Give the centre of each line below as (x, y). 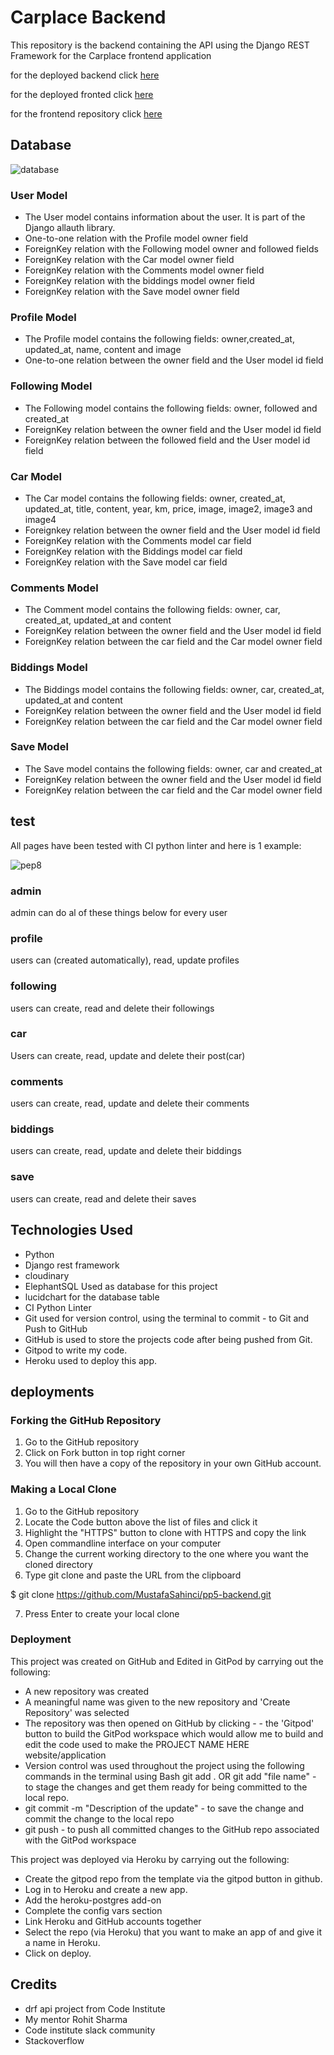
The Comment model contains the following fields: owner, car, (152, 610)
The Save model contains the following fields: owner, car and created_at (173, 768)
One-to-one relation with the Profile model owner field (136, 238)
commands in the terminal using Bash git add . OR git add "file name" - (170, 1776)
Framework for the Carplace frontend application (111, 55)
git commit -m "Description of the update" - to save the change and (164, 1808)
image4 (40, 519)
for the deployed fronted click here (82, 94)
